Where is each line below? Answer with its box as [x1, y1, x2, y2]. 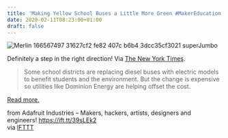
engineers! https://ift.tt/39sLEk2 [7, 116, 97, 124]
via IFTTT [7, 124, 34, 132]
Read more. [7, 96, 40, 104]
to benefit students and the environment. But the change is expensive [23, 75, 220, 83]
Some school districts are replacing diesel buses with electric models [23, 68, 219, 76]
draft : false [7, 23, 44, 29]
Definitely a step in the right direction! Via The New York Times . [7, 55, 186, 63]
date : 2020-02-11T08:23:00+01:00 [7, 16, 102, 23]
